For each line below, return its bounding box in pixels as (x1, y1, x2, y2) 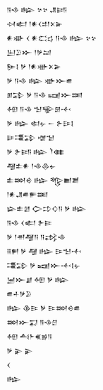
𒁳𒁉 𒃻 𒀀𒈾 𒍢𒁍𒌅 (6, 91, 83, 99)
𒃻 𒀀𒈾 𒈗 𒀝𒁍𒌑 (6, 77, 73, 85)
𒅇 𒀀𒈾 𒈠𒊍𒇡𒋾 (6, 105, 71, 113)
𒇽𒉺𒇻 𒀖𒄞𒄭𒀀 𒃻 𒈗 (6, 205, 87, 212)
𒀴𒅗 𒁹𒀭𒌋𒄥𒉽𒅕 (6, 20, 63, 28)
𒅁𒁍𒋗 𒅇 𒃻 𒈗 (6, 276, 70, 283)
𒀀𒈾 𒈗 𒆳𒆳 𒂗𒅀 (6, 6, 68, 13)
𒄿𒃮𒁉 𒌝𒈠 (6, 134, 55, 141)
